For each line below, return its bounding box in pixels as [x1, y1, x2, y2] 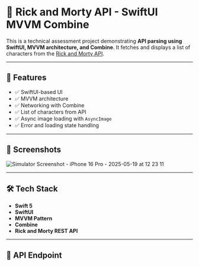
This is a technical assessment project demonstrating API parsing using [6, 37, 182, 44]
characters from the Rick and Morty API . [6, 50, 105, 57]
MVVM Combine [6, 18, 89, 31]
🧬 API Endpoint [6, 250, 62, 260]
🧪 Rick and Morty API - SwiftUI [6, 5, 158, 19]
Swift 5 [14, 202, 33, 209]
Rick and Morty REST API [14, 228, 78, 235]
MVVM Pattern [14, 215, 53, 222]
